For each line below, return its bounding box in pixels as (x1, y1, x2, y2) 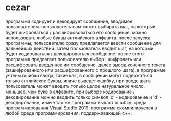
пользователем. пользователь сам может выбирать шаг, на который (5, 23, 156, 29)
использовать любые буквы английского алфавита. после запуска (5, 35, 151, 41)
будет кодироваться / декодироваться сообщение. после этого (5, 50, 144, 57)
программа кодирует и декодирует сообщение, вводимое (5, 18, 133, 24)
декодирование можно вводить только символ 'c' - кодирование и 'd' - (5, 94, 162, 100)
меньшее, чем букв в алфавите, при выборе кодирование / (5, 88, 135, 95)
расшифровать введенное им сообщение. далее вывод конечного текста (5, 62, 166, 68)
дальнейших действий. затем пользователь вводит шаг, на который (5, 45, 154, 51)
